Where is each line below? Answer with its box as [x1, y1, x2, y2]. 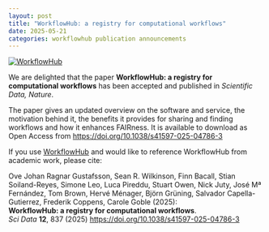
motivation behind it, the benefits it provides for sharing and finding [8, 114, 233, 124]
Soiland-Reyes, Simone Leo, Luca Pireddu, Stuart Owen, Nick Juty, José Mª [8, 180, 262, 190]
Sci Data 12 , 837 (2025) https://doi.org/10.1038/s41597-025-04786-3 [8, 214, 241, 224]
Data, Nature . [8, 90, 54, 100]
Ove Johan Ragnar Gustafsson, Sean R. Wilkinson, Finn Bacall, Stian [8, 171, 237, 181]
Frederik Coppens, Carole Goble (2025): [43, 197, 178, 207]
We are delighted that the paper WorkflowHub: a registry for [8, 72, 213, 82]
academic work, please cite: [8, 156, 103, 165]
